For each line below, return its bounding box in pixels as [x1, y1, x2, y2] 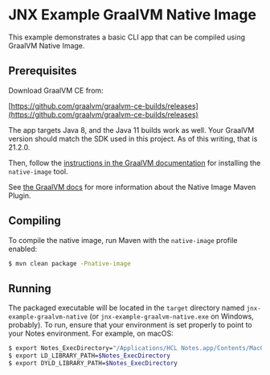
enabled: [8, 244, 38, 253]
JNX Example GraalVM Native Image [8, 6, 257, 24]
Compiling [8, 214, 62, 228]
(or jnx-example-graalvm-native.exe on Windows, [89, 311, 255, 321]
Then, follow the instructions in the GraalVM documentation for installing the [8, 158, 261, 167]
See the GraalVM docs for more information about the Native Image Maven [8, 182, 256, 192]
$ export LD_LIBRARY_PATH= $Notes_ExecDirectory [8, 352, 171, 360]
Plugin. [8, 191, 31, 200]
